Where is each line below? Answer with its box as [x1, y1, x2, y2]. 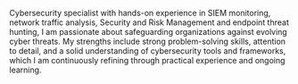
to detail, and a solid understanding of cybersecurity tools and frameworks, [9, 46, 286, 56]
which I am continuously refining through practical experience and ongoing [9, 55, 286, 65]
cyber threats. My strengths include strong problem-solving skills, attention [9, 36, 286, 46]
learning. [9, 64, 42, 75]
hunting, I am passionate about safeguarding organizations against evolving [9, 27, 287, 37]
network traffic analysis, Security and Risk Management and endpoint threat [9, 17, 290, 28]
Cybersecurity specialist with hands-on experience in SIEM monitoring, [9, 8, 271, 18]
